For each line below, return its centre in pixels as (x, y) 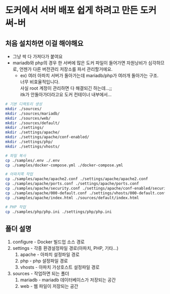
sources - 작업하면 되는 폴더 (41, 274)
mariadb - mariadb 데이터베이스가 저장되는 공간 (68, 280)
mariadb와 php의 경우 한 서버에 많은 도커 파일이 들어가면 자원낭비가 (80, 63)
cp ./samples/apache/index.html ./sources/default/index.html (72, 198)
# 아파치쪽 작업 (19, 174)
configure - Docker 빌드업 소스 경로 (49, 242)
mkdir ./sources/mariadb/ (32, 114)
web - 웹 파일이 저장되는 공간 (49, 286)
